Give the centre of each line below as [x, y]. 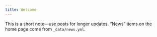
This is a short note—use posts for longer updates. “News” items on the [79, 24]
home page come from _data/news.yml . [45, 29]
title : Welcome [21, 10]
